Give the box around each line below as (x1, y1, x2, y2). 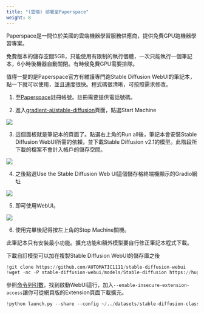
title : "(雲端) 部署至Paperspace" (6, 8, 89, 15)
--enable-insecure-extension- (113, 283, 190, 289)
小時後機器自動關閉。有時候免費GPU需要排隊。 (20, 60, 138, 67)
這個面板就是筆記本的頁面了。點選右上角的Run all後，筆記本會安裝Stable (15, 130, 197, 138)
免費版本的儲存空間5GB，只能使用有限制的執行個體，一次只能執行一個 (6, 52, 182, 59)
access (6, 290, 23, 296)
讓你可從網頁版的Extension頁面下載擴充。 (22, 289, 127, 296)
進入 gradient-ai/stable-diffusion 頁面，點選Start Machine (15, 106, 157, 113)
